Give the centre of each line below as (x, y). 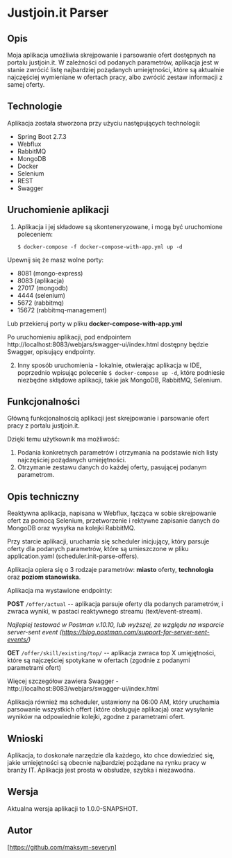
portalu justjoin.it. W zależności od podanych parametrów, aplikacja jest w (113, 62)
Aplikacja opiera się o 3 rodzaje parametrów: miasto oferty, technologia (110, 570)
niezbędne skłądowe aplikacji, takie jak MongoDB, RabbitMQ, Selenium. (119, 380)
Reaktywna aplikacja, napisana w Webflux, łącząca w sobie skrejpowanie (112, 513)
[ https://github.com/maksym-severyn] (62, 847)
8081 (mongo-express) (50, 273)
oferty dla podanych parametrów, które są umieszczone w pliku (98, 549)
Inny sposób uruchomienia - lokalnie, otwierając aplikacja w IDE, (109, 365)
